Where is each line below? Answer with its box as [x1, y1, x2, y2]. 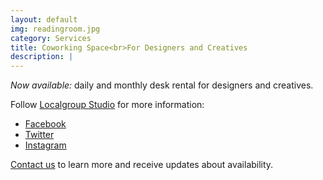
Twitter [24, 129, 55, 141]
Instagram [24, 139, 67, 151]
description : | [10, 52, 74, 62]
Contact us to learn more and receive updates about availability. [10, 159, 274, 171]
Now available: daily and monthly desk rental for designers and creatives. [10, 79, 314, 91]
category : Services [10, 33, 92, 43]
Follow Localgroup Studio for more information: [10, 99, 205, 111]
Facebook [24, 118, 67, 130]
